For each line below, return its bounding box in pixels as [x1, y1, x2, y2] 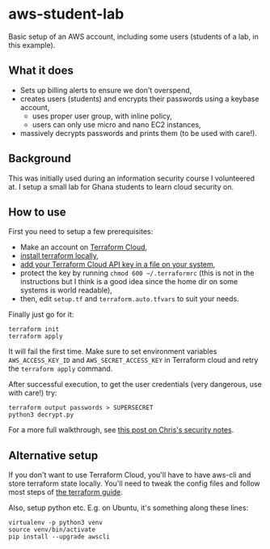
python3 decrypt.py [8, 411, 74, 419]
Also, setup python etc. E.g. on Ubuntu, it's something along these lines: [8, 503, 249, 513]
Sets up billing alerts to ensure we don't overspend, [19, 85, 192, 95]
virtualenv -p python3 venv [8, 519, 103, 527]
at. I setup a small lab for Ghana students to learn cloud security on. [8, 181, 234, 191]
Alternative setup [8, 449, 99, 462]
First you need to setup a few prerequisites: [8, 227, 154, 236]
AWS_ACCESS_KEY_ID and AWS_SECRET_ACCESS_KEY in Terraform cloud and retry [8, 355, 259, 365]
